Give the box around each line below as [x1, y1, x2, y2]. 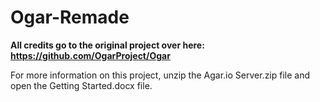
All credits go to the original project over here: [10, 39, 205, 51]
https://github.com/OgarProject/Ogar [10, 49, 171, 61]
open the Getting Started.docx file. [10, 79, 153, 91]
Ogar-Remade [10, 6, 130, 29]
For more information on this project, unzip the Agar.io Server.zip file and [10, 69, 311, 81]
